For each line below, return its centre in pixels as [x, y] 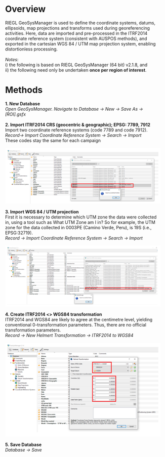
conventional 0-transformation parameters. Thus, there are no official [76, 325]
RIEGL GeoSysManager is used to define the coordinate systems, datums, [80, 23]
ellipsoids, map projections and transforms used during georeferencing [78, 28]
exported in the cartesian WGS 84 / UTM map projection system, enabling [81, 43]
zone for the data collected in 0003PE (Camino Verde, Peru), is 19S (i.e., [78, 228]
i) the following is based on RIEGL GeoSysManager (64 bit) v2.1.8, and [76, 65]
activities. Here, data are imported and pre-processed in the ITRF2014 [76, 33]
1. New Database [23, 104]
